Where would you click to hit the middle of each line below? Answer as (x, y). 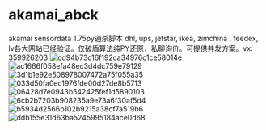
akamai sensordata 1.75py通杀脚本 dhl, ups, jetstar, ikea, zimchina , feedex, (133, 38)
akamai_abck (54, 15)
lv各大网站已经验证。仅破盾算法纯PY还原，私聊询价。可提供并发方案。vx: (131, 48)
